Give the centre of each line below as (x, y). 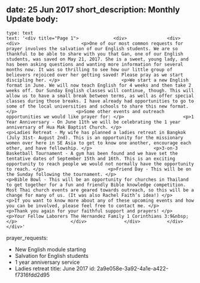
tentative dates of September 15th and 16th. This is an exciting (91, 159)
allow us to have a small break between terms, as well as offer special (100, 96)
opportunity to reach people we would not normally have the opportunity (100, 164)
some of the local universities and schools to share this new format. (97, 106)
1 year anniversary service (47, 262)
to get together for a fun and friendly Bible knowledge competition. (96, 185)
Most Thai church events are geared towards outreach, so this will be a (100, 190)
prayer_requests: (27, 238)
